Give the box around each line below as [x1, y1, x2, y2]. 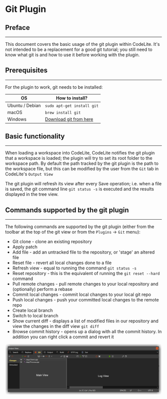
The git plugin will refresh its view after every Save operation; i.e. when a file [5, 181, 162, 187]
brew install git [45, 110, 81, 115]
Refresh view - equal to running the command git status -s [12, 265, 137, 271]
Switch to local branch [12, 313, 59, 319]
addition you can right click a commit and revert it [12, 334, 114, 340]
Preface [5, 23, 30, 32]
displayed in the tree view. [5, 191, 59, 197]
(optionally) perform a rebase [12, 286, 73, 292]
